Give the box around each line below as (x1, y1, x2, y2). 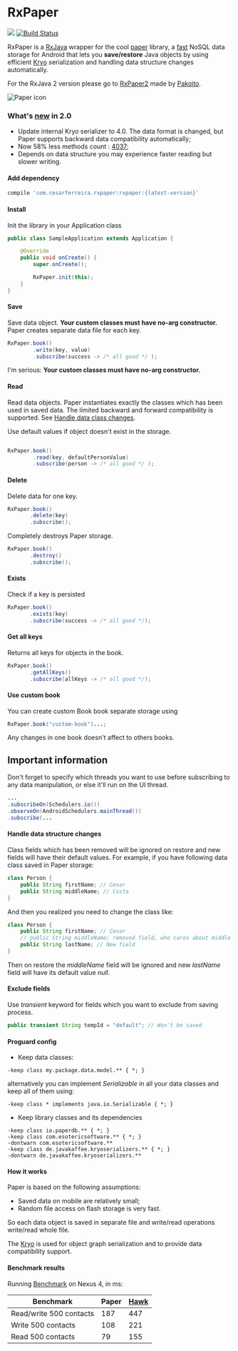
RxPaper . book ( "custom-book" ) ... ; (7, 720, 107, 728)
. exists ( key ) (29, 610, 69, 617)
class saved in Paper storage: (7, 861, 94, 869)
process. (7, 1008, 33, 1017)
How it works (7, 1167, 48, 1175)
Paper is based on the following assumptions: (7, 1183, 141, 1192)
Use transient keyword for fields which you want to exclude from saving (7, 1001, 219, 1009)
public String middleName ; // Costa (20, 888, 130, 895)
